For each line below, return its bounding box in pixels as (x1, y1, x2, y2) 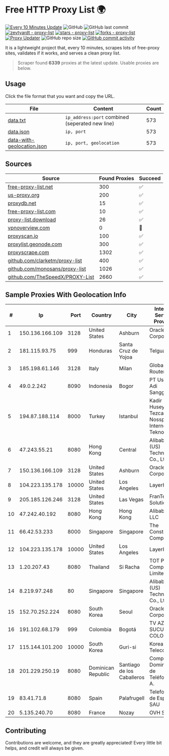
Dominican (89, 664, 115, 671)
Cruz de (119, 347, 138, 355)
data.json (8, 128, 30, 135)
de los (119, 668, 134, 675)
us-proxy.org (8, 191, 40, 198)
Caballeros (119, 674, 145, 681)
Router (149, 368, 165, 375)
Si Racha (119, 563, 140, 570)
